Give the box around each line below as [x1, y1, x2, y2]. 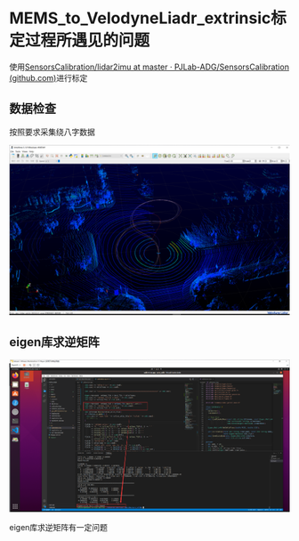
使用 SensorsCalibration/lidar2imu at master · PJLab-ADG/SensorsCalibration [9, 61, 289, 72]
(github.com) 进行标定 [9, 72, 88, 83]
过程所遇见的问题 [25, 30, 150, 51]
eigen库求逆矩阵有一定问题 [9, 522, 109, 533]
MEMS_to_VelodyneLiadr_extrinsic [9, 8, 271, 28]
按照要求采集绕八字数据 [9, 126, 95, 137]
